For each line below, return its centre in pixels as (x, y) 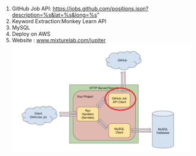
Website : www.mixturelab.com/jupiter (59, 40)
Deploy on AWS (31, 34)
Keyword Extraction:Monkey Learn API (59, 21)
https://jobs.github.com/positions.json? (101, 9)
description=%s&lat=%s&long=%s (54, 15)
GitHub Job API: (32, 9)
